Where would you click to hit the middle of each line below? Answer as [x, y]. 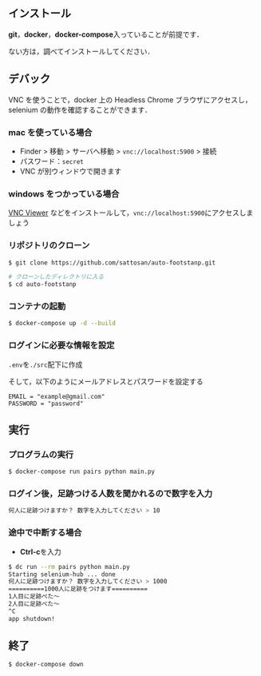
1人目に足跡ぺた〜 [34, 597]
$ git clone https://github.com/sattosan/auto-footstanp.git [112, 262]
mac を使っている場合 [50, 132]
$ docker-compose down [46, 665]
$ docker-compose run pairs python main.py [82, 472]
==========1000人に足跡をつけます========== [78, 589]
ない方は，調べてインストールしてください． [81, 51]
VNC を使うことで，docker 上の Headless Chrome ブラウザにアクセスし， [130, 99]
